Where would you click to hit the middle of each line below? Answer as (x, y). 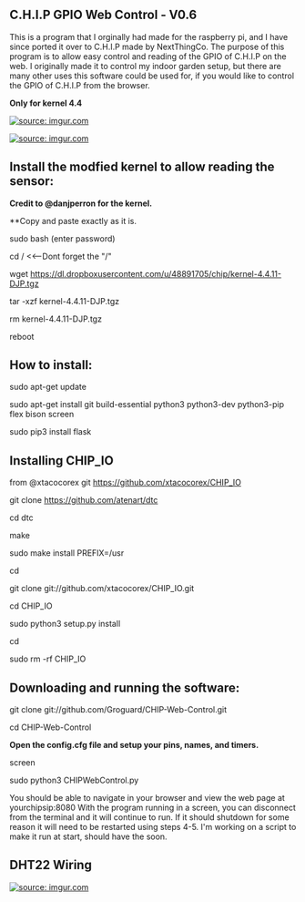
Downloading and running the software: (125, 687)
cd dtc (21, 518)
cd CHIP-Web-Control (51, 727)
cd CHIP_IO (31, 606)
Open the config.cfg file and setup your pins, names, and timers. (134, 745)
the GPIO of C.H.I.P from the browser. (80, 85)
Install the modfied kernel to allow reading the (142, 167)
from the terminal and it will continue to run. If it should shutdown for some (149, 817)
